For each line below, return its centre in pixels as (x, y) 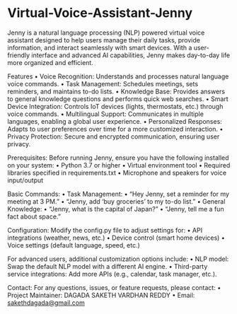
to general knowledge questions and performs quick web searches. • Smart (118, 99)
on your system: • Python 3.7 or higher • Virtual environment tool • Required (119, 165)
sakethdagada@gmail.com (46, 303)
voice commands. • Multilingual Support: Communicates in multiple (105, 114)
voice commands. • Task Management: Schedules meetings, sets (103, 83)
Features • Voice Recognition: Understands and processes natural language (118, 76)
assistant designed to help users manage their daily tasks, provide (104, 40)
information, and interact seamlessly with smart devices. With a (100, 47)
